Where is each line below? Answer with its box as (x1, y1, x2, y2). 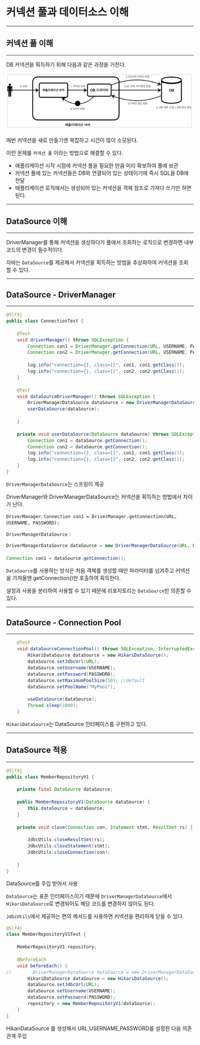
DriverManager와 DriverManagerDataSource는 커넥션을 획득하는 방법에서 (6, 493, 182, 500)
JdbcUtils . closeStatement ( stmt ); (27, 843, 111, 849)
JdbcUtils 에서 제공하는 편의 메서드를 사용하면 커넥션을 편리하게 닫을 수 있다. (6, 913, 185, 920)
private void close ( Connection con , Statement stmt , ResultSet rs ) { (17, 824, 193, 830)
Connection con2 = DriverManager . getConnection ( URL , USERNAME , (27, 349, 187, 355)
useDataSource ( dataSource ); (27, 696, 97, 702)
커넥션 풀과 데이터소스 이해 (6, 5, 129, 19)
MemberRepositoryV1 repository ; (17, 944, 97, 950)
